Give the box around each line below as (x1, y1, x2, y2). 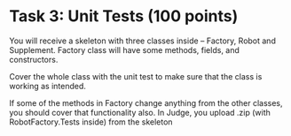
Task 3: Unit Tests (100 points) (9, 6, 239, 26)
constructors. (9, 54, 59, 64)
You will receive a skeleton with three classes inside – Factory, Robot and (9, 35, 277, 46)
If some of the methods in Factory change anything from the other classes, (9, 97, 283, 108)
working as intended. (9, 80, 87, 91)
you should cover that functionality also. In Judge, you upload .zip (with (9, 107, 271, 117)
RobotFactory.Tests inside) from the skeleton (9, 117, 173, 127)
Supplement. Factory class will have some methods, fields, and (9, 44, 240, 55)
